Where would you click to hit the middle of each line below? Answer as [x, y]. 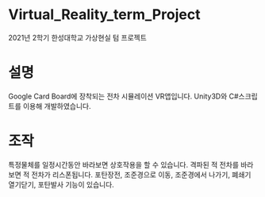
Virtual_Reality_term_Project [104, 15]
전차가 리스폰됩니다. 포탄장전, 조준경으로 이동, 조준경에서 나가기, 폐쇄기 [141, 174]
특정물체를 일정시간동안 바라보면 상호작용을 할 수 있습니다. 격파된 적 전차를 [124, 164]
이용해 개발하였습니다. [57, 106]
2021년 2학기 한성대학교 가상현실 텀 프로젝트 [77, 37]
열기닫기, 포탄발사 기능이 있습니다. [61, 184]
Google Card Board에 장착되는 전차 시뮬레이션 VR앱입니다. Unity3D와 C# [124, 96]
